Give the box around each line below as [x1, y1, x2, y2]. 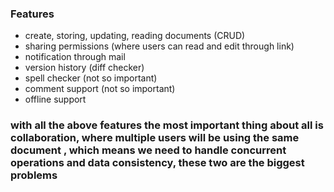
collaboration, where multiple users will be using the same [10, 131, 300, 145]
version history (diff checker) [24, 62, 145, 74]
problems [10, 168, 58, 182]
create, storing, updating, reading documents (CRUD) [24, 30, 246, 42]
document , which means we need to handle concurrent [10, 143, 287, 157]
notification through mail [24, 51, 126, 63]
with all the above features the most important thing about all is [10, 118, 324, 132]
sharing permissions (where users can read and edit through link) [24, 40, 295, 52]
